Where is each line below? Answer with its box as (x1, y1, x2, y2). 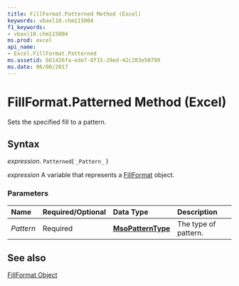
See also (7, 252, 46, 264)
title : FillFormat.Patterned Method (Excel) (7, 10, 142, 18)
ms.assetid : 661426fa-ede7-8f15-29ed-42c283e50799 (7, 57, 161, 64)
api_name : (7, 43, 37, 51)
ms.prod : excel (7, 37, 53, 44)
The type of (176, 218, 216, 228)
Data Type (112, 207, 149, 217)
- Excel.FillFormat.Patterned (7, 51, 97, 58)
